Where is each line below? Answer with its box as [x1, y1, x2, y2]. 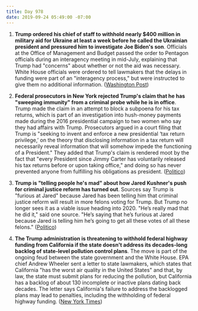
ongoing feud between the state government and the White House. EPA [14, 254, 189, 261]
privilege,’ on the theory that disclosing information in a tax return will [14, 136, 184, 143]
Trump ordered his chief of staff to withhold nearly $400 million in [14, 30, 181, 37]
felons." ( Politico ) [14, 223, 57, 230]
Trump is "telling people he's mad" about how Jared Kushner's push [14, 179, 187, 187]
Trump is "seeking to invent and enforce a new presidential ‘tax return [14, 130, 185, 137]
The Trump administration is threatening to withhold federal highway [14, 235, 188, 242]
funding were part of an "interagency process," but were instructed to [14, 75, 185, 82]
